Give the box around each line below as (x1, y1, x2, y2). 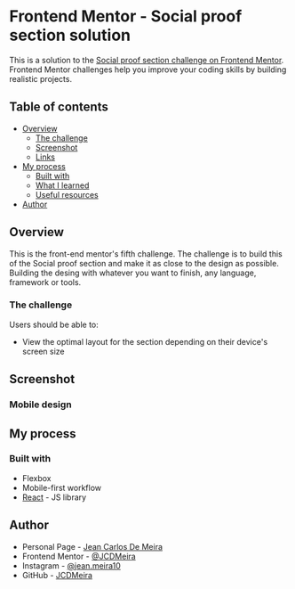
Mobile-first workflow (21, 482, 102, 493)
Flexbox (21, 472, 52, 483)
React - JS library (21, 492, 87, 503)
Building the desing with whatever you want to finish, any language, (9, 267, 257, 278)
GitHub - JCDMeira (21, 569, 93, 580)
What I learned (35, 180, 90, 191)
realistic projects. (9, 73, 73, 84)
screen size (21, 346, 65, 356)
